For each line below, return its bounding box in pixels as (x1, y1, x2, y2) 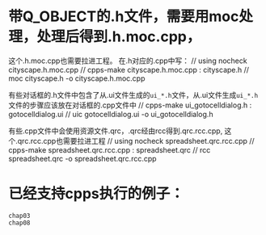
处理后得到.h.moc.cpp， (36, 27, 201, 46)
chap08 (8, 219, 31, 227)
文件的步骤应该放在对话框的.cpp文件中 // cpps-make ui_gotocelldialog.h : (8, 100, 252, 110)
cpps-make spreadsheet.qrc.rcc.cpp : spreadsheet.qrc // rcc (8, 145, 211, 154)
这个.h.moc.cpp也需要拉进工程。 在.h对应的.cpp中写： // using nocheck (8, 56, 248, 65)
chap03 (8, 212, 31, 220)
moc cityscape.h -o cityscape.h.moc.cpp (8, 73, 146, 83)
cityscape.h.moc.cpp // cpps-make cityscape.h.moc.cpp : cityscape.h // (8, 65, 249, 74)
